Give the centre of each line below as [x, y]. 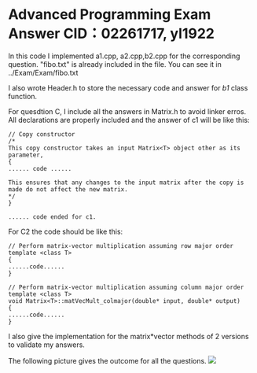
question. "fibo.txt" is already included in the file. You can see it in [115, 64]
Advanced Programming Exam [110, 15]
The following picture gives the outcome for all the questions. [107, 360]
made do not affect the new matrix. [68, 189]
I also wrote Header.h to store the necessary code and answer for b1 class [128, 87]
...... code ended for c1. [52, 217]
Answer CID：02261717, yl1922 [111, 34]
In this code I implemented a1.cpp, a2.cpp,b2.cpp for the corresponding [124, 56]
